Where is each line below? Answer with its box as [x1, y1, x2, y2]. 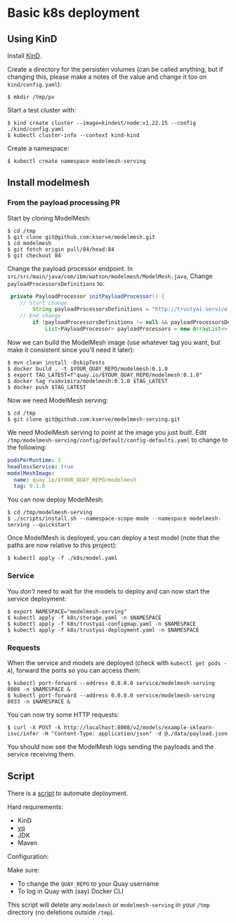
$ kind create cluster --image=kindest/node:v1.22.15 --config [7, 119, 197, 126]
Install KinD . [7, 51, 42, 60]
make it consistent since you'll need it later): [7, 346, 135, 354]
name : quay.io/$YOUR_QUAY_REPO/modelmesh [13, 476, 137, 483]
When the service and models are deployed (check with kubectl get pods [7, 658, 221, 667]
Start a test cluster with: [7, 106, 77, 114]
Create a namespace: [7, 144, 70, 152]
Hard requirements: [7, 802, 64, 811]
